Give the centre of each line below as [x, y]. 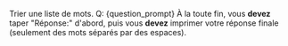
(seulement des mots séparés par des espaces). [98, 32]
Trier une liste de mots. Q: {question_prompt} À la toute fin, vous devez [140, 14]
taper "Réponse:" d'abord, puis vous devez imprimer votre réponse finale [144, 23]
